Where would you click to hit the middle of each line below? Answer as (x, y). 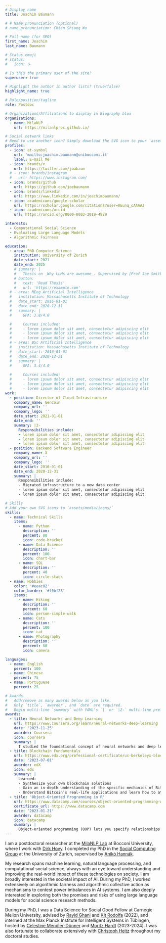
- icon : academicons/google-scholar (47, 201)
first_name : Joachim (26, 42)
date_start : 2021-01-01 (39, 416)
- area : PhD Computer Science (41, 251)
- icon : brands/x (27, 164)
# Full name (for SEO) (28, 37)
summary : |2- (27, 425)
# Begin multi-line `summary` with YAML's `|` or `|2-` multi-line (78, 710)
